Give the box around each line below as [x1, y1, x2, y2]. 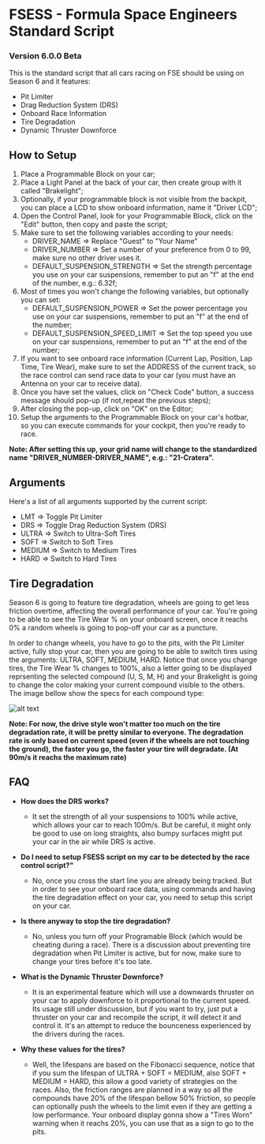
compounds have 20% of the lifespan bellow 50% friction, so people [32, 1093, 256, 1102]
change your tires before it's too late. [32, 956, 153, 966]
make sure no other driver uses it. [32, 253, 142, 263]
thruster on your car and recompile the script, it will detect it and [32, 1012, 241, 1022]
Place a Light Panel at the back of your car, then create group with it [20, 178, 242, 187]
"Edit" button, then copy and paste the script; [20, 219, 168, 230]
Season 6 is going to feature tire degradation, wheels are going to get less [9, 597, 250, 607]
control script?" [20, 860, 74, 869]
